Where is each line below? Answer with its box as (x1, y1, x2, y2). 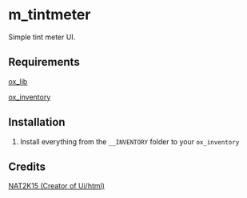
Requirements (8, 55, 80, 69)
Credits (8, 160, 46, 173)
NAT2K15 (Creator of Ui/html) (8, 181, 106, 191)
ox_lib (8, 76, 28, 86)
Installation (8, 115, 66, 129)
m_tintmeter (8, 6, 91, 24)
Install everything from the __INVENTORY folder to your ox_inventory (19, 136, 240, 146)
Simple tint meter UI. (8, 32, 76, 42)
